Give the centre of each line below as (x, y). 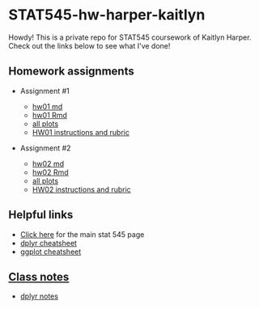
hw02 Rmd (50, 172)
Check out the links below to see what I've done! (89, 45)
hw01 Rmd (49, 115)
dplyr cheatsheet (48, 243)
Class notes (39, 277)
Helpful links (41, 215)
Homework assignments (72, 72)
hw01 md (47, 106)
